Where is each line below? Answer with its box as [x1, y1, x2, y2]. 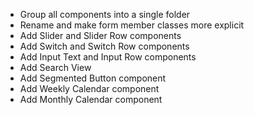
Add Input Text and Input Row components [19, 51, 197, 63]
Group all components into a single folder [19, 9, 191, 20]
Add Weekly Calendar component [19, 83, 160, 94]
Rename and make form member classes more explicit [19, 19, 245, 31]
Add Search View [19, 62, 92, 73]
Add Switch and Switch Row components [19, 40, 190, 52]
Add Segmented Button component [19, 72, 167, 84]
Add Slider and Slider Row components [19, 30, 182, 41]
